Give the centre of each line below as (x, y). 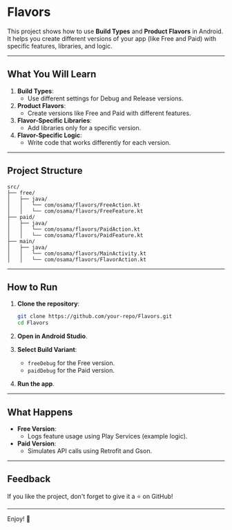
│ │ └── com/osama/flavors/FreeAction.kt (74, 205)
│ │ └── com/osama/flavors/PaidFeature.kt (75, 235)
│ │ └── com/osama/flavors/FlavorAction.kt (77, 259)
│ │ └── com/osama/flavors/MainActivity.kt (77, 254)
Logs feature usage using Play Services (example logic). (107, 436)
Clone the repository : (48, 304)
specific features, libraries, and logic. (60, 46)
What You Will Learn (52, 74)
